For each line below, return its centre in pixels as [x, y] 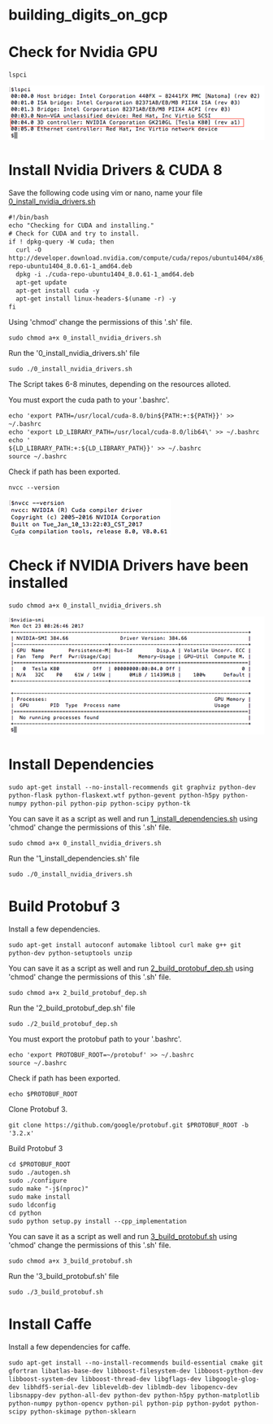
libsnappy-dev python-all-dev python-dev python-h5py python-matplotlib [134, 1395]
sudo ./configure [38, 1181]
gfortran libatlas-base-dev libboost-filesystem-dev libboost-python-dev [136, 1371]
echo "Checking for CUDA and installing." [81, 226]
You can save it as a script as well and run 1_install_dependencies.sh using [133, 818]
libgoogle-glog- [232, 1379]
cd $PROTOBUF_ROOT [39, 1164]
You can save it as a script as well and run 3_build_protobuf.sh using [123, 1236]
